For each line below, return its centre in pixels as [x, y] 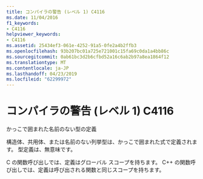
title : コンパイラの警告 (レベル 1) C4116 [55, 12]
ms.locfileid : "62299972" [39, 79]
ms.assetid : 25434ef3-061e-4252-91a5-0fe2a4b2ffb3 [72, 46]
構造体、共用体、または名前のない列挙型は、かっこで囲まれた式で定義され [99, 142]
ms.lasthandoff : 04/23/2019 [42, 74]
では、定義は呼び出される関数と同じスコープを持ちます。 [93, 170]
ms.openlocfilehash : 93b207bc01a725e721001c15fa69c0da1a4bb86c [88, 51]
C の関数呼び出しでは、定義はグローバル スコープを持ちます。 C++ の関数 [98, 162]
